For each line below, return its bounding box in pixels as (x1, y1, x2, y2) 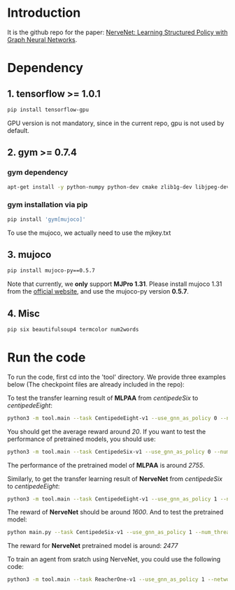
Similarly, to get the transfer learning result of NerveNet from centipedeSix (7, 474, 222, 483)
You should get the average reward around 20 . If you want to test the (7, 427, 206, 436)
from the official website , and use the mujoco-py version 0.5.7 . (7, 287, 189, 296)
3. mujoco (7, 248, 52, 260)
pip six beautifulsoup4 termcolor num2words (7, 326, 139, 333)
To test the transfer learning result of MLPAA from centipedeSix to (7, 394, 199, 402)
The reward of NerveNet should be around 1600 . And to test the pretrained (7, 508, 224, 517)
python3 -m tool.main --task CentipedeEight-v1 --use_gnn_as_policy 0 (7, 415, 218, 422)
